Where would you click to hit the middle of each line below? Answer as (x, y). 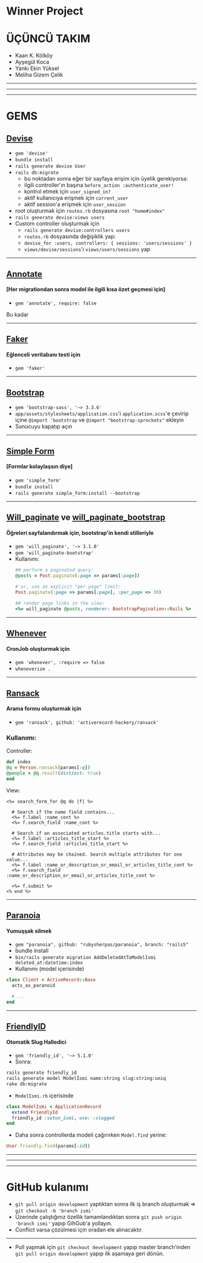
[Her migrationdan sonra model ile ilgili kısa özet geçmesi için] (86, 289)
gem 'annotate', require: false (56, 303)
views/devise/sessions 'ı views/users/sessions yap (87, 250)
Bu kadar (18, 314)
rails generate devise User (50, 166)
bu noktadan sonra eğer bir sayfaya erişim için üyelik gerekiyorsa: (106, 179)
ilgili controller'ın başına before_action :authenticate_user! (99, 185)
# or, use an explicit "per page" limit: (68, 587)
